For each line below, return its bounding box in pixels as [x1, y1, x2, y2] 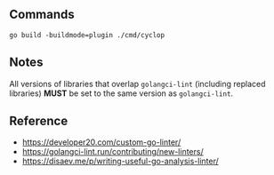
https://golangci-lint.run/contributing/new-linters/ [21, 147, 204, 157]
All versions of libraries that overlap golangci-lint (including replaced [9, 78, 266, 89]
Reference [9, 114, 68, 129]
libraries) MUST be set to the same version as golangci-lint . [9, 88, 234, 99]
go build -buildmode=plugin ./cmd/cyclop [9, 30, 165, 39]
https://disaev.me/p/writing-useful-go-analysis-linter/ [21, 155, 220, 167]
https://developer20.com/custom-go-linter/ [21, 137, 181, 147]
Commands [9, 7, 76, 22]
